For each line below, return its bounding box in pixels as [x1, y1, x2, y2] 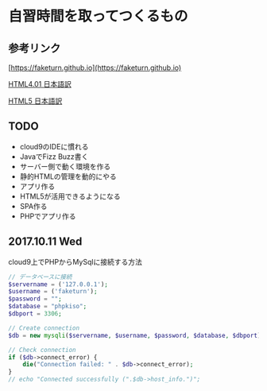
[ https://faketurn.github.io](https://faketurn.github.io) [8, 63, 182, 72]
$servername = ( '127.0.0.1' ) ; [8, 280, 109, 288]
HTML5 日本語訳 [8, 96, 63, 106]
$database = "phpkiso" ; [8, 303, 87, 311]
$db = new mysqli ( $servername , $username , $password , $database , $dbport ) [8, 331, 261, 339]
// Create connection [8, 323, 80, 332]
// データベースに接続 [8, 273, 72, 281]
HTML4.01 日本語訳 [8, 79, 72, 88]
